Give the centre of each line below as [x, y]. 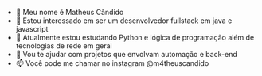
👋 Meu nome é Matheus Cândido [70, 12]
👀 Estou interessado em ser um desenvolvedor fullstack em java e [124, 21]
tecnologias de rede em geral [64, 46]
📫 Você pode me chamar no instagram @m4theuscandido [112, 63]
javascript [32, 29]
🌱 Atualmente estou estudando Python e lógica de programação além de [135, 37]
